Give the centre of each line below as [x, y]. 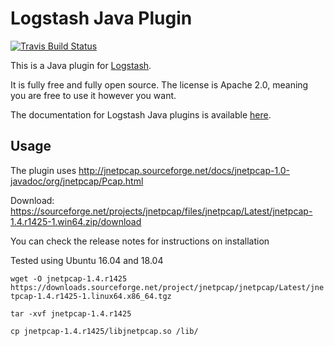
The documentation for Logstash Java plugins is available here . [141, 114]
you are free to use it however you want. [93, 95]
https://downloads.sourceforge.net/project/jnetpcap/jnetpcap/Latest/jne [167, 287]
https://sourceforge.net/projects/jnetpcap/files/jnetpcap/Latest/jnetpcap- [161, 211]
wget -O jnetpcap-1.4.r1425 [69, 278]
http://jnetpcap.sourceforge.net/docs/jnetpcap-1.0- [184, 170]
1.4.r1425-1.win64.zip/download [76, 221]
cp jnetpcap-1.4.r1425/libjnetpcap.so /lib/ [104, 331]
